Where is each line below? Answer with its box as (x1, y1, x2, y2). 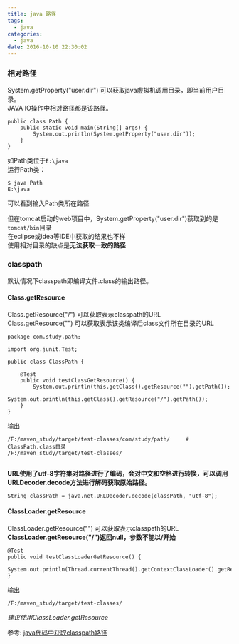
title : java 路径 (7, 10, 57, 18)
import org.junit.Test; (7, 345, 78, 353)
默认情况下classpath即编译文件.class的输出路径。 (7, 276, 153, 285)
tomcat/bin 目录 (7, 223, 52, 232)
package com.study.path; (7, 333, 81, 340)
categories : (7, 30, 43, 38)
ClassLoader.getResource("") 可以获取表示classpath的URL (7, 524, 179, 532)
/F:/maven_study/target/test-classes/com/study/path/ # (7, 436, 190, 443)
